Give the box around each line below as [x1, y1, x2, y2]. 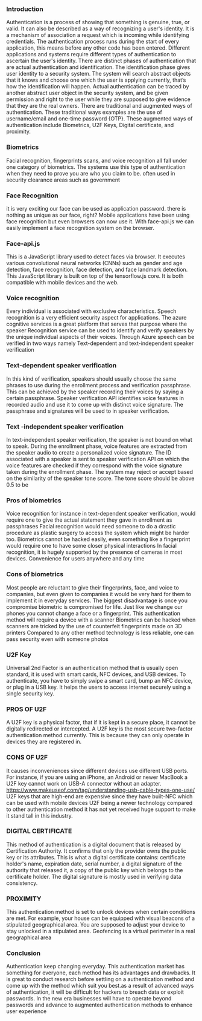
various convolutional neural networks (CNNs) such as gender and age [6, 260, 183, 267]
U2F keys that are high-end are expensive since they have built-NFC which [6, 792, 193, 800]
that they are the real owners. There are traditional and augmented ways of [6, 102, 193, 110]
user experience [6, 1008, 47, 1015]
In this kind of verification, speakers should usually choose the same [6, 375, 177, 382]
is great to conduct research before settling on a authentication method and [6, 976, 195, 983]
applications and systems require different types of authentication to [6, 51, 177, 58]
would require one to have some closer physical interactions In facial [6, 542, 177, 550]
